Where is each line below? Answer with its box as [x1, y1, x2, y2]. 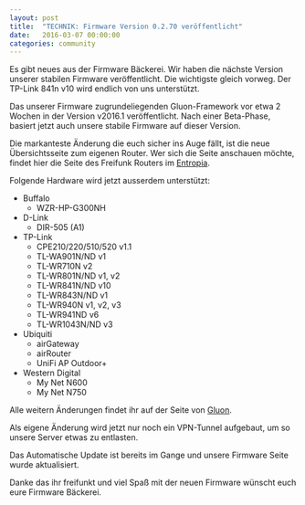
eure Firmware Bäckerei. [9, 487, 102, 498]
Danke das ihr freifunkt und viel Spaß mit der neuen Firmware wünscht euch [9, 477, 297, 489]
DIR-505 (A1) [36, 222, 85, 233]
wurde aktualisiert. [9, 459, 79, 470]
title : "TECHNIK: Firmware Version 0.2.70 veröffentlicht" [9, 22, 244, 31]
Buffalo [22, 193, 50, 204]
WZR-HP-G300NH [36, 203, 107, 214]
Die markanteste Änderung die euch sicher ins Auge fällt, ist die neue [9, 138, 270, 149]
